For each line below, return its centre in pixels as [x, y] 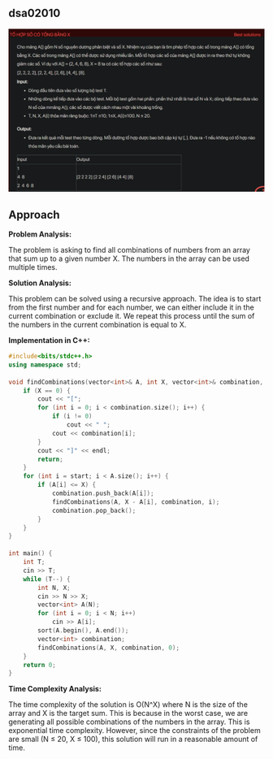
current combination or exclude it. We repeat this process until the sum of [132, 316]
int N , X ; [54, 588]
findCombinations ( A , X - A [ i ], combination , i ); [136, 502]
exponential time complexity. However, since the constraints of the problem [135, 731]
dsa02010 [35, 13]
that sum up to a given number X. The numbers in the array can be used [129, 258]
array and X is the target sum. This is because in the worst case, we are [128, 713]
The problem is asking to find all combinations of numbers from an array [129, 250]
